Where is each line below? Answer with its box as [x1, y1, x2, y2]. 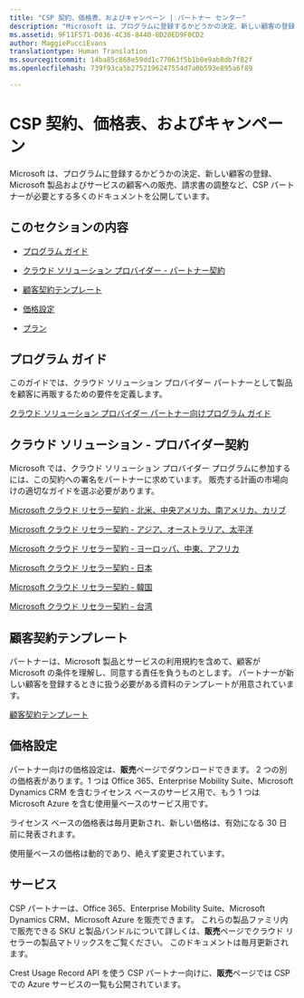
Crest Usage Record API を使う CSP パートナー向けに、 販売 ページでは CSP [9, 967, 291, 978]
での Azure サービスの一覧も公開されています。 [9, 978, 185, 989]
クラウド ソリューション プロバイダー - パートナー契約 [22, 265, 226, 276]
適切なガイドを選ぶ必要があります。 [24, 486, 160, 497]
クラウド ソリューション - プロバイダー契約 [9, 437, 249, 452]
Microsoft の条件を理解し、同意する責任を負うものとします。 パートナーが [9, 667, 287, 678]
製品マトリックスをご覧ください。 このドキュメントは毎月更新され [40, 936, 290, 947]
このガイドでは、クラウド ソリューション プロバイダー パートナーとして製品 [9, 377, 293, 388]
